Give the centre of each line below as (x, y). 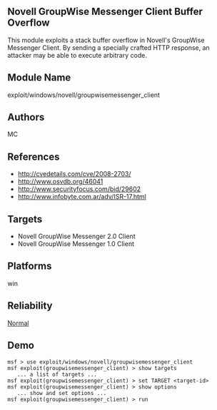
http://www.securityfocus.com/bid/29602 (79, 189)
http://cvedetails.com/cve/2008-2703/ (74, 174)
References (34, 157)
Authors (26, 117)
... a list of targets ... (57, 374)
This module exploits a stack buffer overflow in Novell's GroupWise (106, 40)
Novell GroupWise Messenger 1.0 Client (76, 244)
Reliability (30, 306)
